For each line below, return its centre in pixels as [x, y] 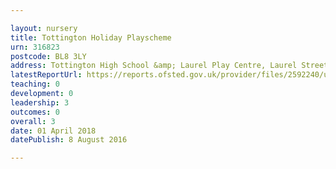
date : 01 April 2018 [53, 131]
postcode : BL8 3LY [48, 56]
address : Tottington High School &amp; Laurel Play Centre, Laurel [154, 66]
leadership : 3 [40, 102]
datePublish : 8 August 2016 [69, 140]
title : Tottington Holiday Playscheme [91, 37]
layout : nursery [44, 28]
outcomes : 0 [35, 112]
